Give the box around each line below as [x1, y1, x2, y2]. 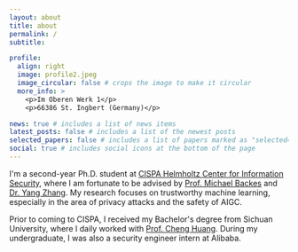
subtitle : [9, 37, 46, 47]
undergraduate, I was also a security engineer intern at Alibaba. [9, 232, 241, 243]
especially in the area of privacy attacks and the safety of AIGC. [9, 196, 242, 207]
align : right [17, 62, 66, 71]
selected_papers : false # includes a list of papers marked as [9, 136, 248, 145]
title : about [9, 21, 58, 30]
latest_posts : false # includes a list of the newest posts [9, 128, 237, 137]
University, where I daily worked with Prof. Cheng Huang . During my [9, 223, 259, 233]
